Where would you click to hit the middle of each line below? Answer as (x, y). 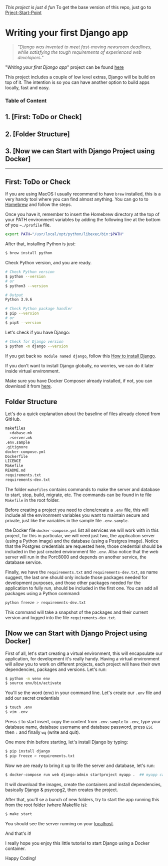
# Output (14, 295)
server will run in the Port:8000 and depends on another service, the (76, 557)
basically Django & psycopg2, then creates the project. (62, 790)
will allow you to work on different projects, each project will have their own (83, 664)
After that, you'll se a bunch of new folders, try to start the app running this (82, 799)
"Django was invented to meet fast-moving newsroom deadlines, (84, 47)
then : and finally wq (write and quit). (43, 732)
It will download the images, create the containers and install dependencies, (83, 784)
